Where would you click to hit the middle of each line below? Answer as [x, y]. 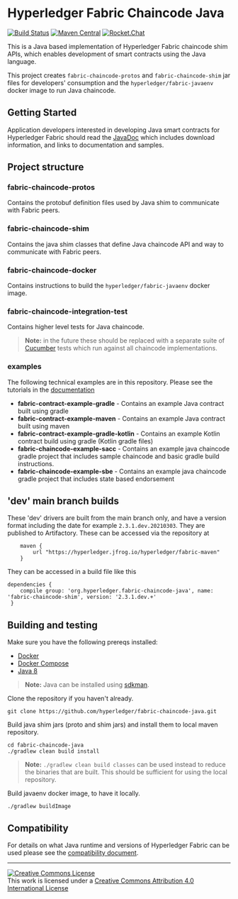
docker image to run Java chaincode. [62, 90]
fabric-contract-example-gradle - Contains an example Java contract [121, 403]
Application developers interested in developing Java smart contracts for [114, 130]
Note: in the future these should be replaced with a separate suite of [125, 341]
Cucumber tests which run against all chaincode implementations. [121, 348]
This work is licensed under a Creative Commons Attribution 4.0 [101, 881]
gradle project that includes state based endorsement [96, 479]
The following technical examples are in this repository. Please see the [110, 382]
